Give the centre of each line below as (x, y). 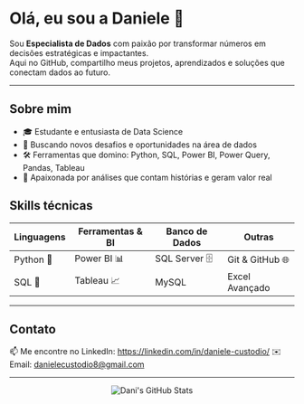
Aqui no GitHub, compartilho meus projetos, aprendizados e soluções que (147, 62)
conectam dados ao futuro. (60, 72)
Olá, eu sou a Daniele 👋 (97, 19)
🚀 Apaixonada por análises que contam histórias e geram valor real (147, 177)
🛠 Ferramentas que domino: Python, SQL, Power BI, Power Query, (146, 155)
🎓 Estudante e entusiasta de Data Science (103, 131)
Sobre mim (41, 109)
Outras (259, 237)
